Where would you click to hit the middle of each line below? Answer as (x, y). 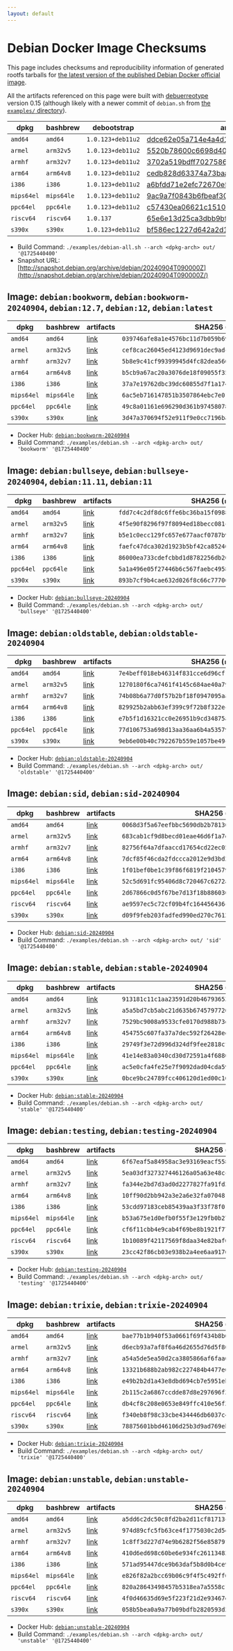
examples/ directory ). (37, 110)
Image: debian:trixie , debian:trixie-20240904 (107, 1304)
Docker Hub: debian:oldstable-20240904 (75, 758)
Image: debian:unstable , (60, 1479)
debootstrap (113, 127)
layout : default (31, 14)
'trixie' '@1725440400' (52, 1458)
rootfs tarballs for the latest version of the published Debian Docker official (114, 74)
